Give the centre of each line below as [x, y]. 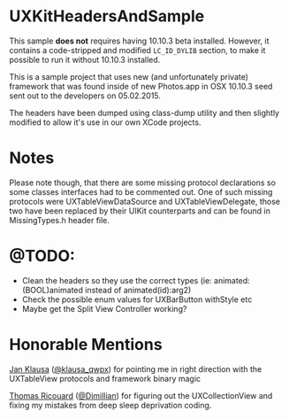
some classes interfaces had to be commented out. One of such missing [141, 191]
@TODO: [42, 256]
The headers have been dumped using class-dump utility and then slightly [144, 113]
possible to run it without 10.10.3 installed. [85, 59]
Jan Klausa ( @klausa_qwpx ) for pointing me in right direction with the [136, 369]
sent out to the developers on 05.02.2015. [85, 96]
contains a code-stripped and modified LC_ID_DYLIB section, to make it [137, 50]
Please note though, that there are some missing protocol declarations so [143, 182]
